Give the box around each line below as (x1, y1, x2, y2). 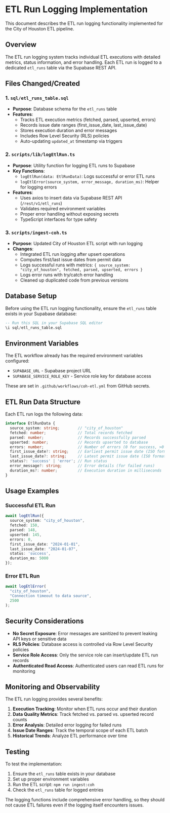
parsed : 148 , (10, 528, 37, 533)
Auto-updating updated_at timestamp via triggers (20, 138, 122, 144)
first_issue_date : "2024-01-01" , (10, 541, 80, 547)
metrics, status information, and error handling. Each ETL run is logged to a (5, 59, 162, 65)
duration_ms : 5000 (10, 556, 49, 561)
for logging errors (20, 184, 57, 190)
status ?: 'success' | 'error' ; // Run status (10, 458, 108, 464)
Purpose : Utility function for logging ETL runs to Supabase (12, 162, 135, 168)
